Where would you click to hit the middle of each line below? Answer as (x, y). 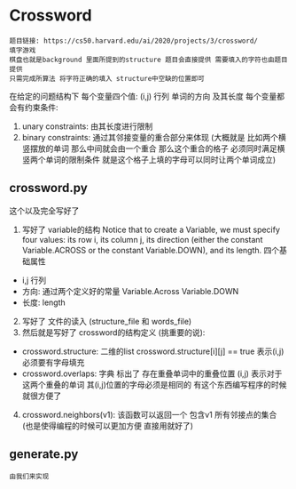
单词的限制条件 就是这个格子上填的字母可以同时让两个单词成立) (161, 159)
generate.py (44, 454)
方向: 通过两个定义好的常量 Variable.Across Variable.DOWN (130, 291)
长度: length (44, 302)
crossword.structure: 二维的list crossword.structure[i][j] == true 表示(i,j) (153, 351)
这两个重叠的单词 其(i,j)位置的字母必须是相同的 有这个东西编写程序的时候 (154, 384)
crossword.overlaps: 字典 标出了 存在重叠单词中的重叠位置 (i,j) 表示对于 (152, 373)
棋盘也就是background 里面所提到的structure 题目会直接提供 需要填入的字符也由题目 (148, 60)
